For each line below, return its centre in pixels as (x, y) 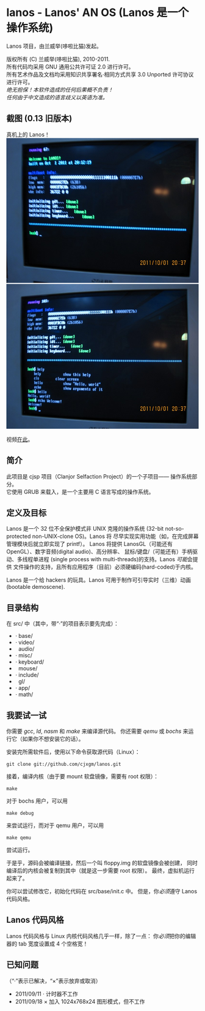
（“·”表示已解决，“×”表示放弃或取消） (54, 980)
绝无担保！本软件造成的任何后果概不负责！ (60, 89)
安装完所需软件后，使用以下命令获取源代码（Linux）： (73, 752)
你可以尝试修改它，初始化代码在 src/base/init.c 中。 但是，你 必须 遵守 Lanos (102, 891)
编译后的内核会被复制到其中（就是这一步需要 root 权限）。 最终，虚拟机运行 (101, 870)
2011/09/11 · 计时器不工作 (46, 994)
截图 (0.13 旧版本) (39, 119)
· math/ (24, 695)
